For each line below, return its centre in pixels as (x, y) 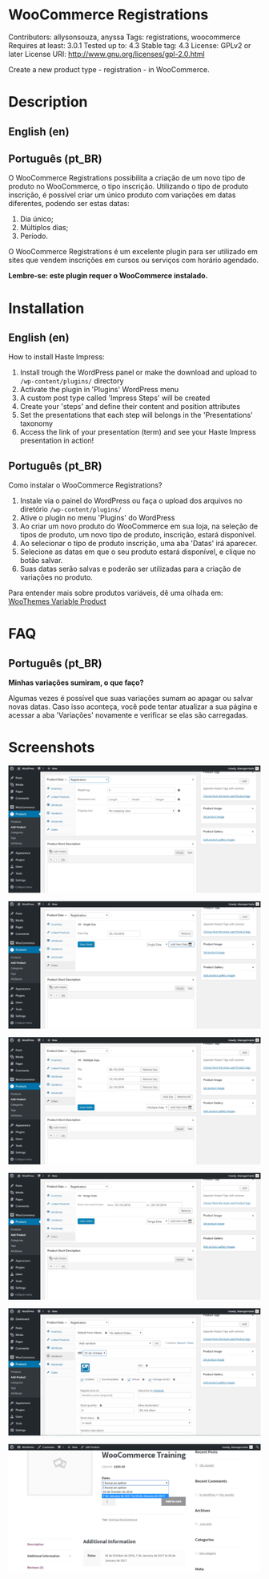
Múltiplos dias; (44, 228)
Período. (34, 236)
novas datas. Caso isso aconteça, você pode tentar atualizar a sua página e (133, 707)
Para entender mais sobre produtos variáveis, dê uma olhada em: (116, 593)
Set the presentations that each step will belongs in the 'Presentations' (137, 415)
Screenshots (52, 748)
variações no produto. (56, 577)
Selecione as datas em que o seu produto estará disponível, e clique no (138, 552)
